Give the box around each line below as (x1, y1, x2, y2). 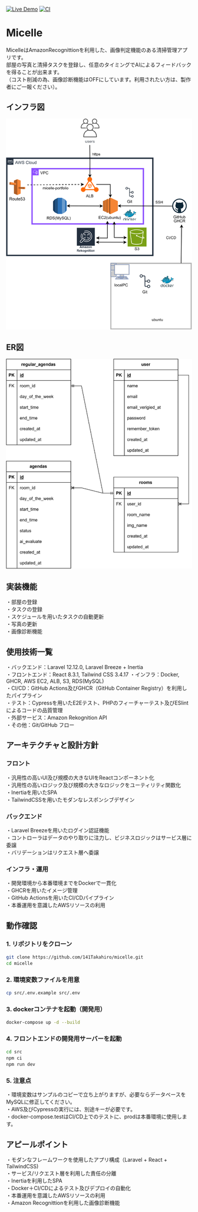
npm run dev (6, 1062, 35, 1068)
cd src (6, 1049, 22, 1055)
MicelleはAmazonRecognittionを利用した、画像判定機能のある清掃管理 (6, 46, 177, 53)
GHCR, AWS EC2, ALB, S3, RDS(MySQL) (6, 677, 104, 684)
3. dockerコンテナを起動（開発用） (6, 1005, 106, 1013)
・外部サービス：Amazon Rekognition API (6, 714, 107, 721)
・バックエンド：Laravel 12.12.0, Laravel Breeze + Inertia (6, 663, 143, 670)
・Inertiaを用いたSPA (6, 789, 58, 796)
